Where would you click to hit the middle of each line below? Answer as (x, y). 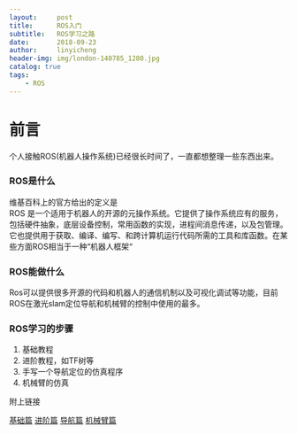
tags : (19, 75)
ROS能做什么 (37, 271)
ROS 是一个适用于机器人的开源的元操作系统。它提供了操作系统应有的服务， (146, 213)
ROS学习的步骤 (41, 329)
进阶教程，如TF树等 (58, 360)
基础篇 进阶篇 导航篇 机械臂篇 (63, 421)
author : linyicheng (53, 50)
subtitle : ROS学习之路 (52, 34)
